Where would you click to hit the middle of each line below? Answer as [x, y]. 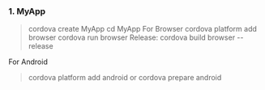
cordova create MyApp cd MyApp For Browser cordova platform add [143, 29]
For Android [28, 62]
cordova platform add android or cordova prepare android [125, 78]
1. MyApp [27, 11]
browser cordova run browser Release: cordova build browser [132, 37]
